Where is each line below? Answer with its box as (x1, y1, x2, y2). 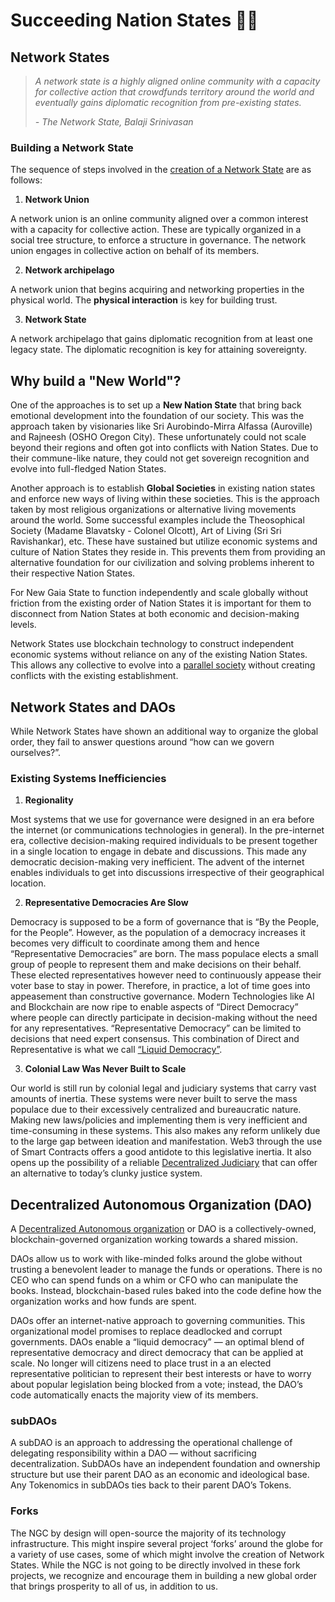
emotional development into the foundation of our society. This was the (10, 410, 305, 422)
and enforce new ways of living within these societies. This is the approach (10, 493, 320, 505)
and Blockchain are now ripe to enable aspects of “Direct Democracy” (10, 1001, 299, 1013)
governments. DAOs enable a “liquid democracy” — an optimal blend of (10, 1336, 305, 1348)
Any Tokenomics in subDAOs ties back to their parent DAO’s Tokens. (10, 1479, 292, 1491)
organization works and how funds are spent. (10, 1295, 197, 1308)
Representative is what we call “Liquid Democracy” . (10, 1044, 223, 1056)
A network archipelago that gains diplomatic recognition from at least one (10, 333, 313, 345)
